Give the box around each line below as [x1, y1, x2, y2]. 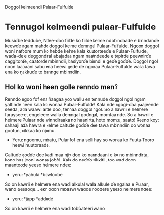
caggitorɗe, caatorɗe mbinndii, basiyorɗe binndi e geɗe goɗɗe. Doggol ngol [5, 58, 158, 64]
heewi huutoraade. [12, 142, 50, 148]
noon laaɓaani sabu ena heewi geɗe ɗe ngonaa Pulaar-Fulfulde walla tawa [5, 63, 155, 69]
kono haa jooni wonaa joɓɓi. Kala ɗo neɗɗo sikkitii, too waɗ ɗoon [5, 157, 136, 162]
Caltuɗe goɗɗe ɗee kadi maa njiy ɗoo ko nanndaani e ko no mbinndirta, [5, 152, 149, 158]
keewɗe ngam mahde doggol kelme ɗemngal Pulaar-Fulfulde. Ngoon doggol [5, 43, 159, 49]
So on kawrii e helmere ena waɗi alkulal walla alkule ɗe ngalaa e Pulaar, [5, 181, 149, 187]
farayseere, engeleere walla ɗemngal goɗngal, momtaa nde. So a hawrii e [5, 111, 154, 117]
